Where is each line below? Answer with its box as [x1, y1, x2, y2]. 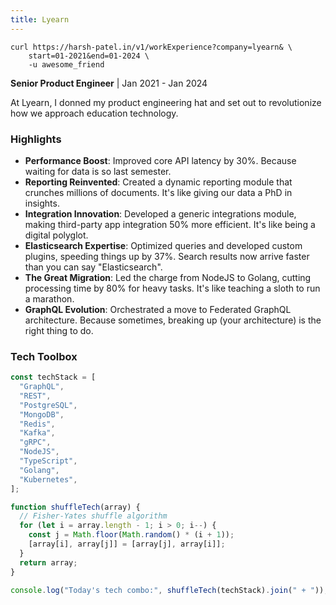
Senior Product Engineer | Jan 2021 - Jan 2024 [10, 77, 208, 89]
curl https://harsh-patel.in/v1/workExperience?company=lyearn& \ [10, 42, 293, 52]
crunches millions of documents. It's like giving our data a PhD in [24, 186, 293, 198]
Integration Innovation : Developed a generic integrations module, [24, 207, 297, 220]
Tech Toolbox [10, 349, 78, 363]
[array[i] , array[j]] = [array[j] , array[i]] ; [28, 539, 226, 550]
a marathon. [24, 292, 75, 305]
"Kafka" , [19, 428, 56, 438]
